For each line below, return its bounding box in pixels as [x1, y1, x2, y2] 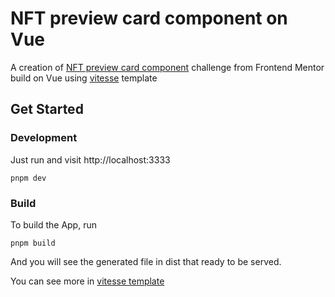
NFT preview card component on [10, 7, 288, 30]
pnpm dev [10, 173, 47, 183]
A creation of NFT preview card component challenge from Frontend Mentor [10, 61, 325, 73]
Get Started [10, 101, 84, 118]
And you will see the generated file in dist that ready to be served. [10, 255, 282, 267]
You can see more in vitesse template [10, 275, 165, 287]
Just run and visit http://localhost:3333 [10, 153, 171, 166]
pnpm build [10, 238, 56, 248]
